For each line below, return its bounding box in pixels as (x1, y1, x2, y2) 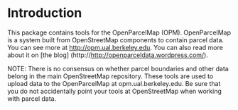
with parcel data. (7, 94, 57, 103)
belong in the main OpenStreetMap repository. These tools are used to (7, 72, 214, 80)
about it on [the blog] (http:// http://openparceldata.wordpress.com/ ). (7, 51, 208, 59)
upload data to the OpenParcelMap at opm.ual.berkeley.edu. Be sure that (7, 79, 221, 87)
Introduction (7, 5, 82, 21)
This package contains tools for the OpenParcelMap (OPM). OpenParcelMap (7, 28, 232, 37)
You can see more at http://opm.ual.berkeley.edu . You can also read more (7, 43, 224, 51)
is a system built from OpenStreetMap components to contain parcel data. (7, 35, 225, 44)
